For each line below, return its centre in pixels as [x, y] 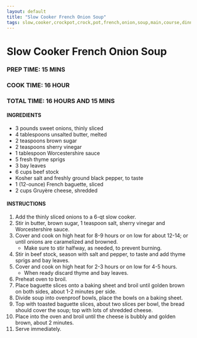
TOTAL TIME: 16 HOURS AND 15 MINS [61, 101]
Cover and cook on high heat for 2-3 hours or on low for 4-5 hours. [96, 267]
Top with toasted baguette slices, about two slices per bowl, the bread [100, 304]
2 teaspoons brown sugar [46, 141]
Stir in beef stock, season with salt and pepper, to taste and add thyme [100, 254]
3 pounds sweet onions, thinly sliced [59, 128]
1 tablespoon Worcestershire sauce [57, 153]
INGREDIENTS [24, 115]
